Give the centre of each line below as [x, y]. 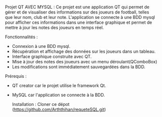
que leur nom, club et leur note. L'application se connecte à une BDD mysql [80, 17]
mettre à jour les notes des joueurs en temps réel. [54, 28]
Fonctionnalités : [21, 37]
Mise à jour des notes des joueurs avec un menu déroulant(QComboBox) [85, 62]
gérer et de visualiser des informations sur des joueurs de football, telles [77, 12]
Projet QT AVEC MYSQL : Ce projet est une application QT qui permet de [77, 7]
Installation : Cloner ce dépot [41, 104]
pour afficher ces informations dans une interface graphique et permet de [79, 22]
